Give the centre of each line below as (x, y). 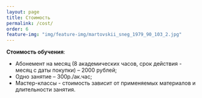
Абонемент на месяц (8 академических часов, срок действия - (99, 64)
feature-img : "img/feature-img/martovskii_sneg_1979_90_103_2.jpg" (94, 35)
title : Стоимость (28, 18)
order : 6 (17, 29)
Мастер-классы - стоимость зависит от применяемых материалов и (105, 83)
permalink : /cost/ (30, 23)
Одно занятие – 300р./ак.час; (54, 77)
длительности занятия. (45, 89)
